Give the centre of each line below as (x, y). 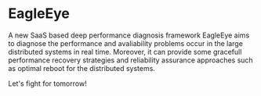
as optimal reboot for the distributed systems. (82, 68)
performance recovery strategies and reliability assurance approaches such (130, 60)
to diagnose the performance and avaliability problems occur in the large (125, 43)
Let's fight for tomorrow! (48, 84)
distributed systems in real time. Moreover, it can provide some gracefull (125, 52)
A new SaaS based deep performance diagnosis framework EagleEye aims (129, 35)
